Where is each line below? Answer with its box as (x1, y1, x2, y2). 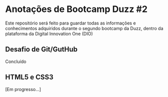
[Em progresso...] (5, 86, 41, 92)
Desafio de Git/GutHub (5, 45, 78, 53)
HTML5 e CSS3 (5, 73, 54, 81)
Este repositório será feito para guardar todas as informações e (5, 20, 136, 26)
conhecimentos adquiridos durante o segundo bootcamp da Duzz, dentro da (5, 25, 163, 31)
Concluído (5, 58, 27, 64)
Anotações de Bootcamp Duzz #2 (5, 3, 148, 15)
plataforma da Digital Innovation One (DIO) (5, 30, 93, 36)
